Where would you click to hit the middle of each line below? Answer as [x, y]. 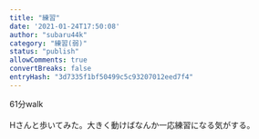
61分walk [26, 104]
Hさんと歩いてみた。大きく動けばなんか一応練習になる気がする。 [132, 124]
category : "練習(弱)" [48, 43]
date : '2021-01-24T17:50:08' [65, 26]
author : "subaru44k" [49, 35]
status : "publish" [44, 52]
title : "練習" [35, 18]
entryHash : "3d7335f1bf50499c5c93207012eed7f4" [102, 77]
